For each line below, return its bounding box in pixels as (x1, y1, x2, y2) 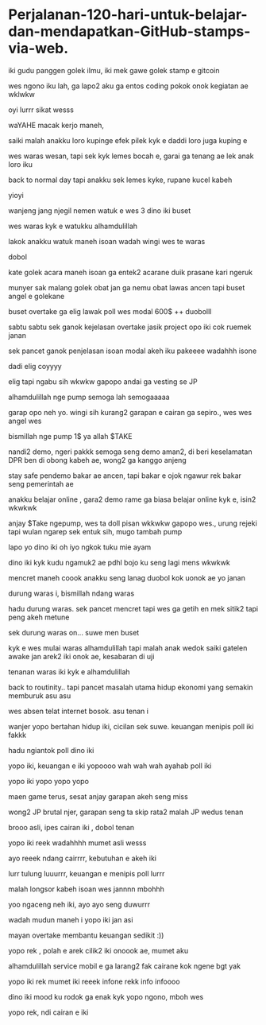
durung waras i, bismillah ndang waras (8, 588, 135, 598)
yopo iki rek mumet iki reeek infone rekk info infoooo (8, 976, 180, 986)
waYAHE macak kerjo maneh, (8, 120, 105, 130)
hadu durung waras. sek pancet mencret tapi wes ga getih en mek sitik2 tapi (8, 604, 259, 613)
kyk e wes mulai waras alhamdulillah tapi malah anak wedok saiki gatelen (8, 643, 248, 653)
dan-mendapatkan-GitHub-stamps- (8, 22, 251, 41)
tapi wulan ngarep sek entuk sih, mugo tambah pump (8, 526, 183, 536)
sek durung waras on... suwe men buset (8, 627, 140, 637)
